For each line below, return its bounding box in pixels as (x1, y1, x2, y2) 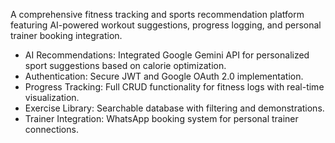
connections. (24, 124, 79, 135)
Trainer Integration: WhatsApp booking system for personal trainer (24, 113, 299, 124)
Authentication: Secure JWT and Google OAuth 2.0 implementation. (24, 70, 304, 82)
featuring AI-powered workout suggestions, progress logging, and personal (10, 19, 322, 31)
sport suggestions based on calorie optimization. (24, 60, 227, 71)
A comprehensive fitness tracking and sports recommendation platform (10, 9, 305, 20)
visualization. (24, 92, 80, 103)
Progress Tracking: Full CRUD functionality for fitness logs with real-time (24, 81, 325, 93)
